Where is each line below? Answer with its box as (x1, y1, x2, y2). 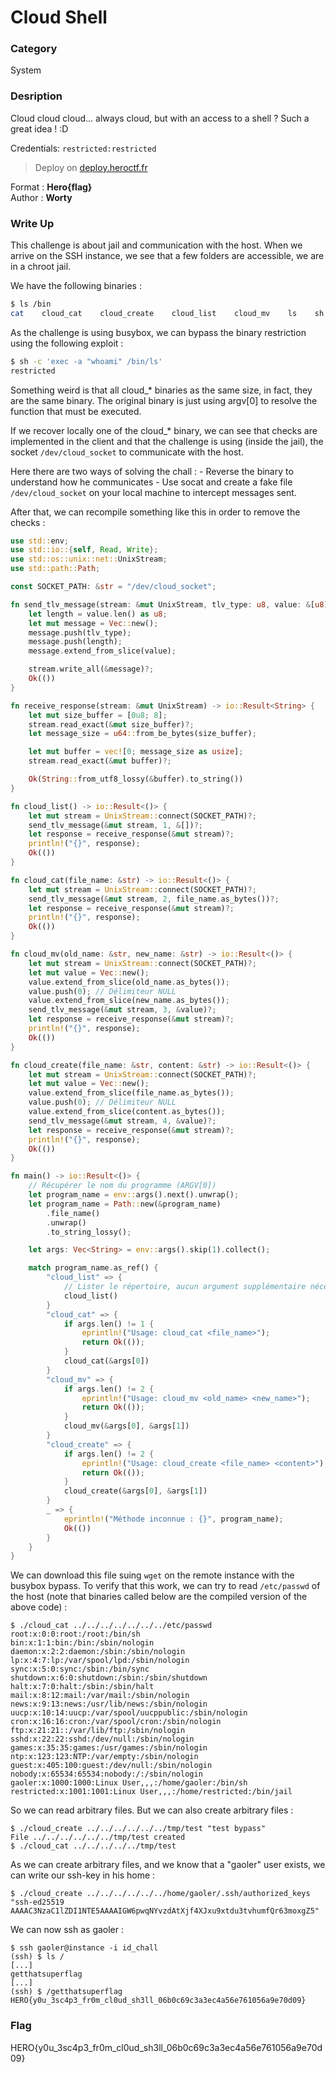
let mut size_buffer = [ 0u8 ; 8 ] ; (28, 710, 168, 720)
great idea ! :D (10, 122, 69, 135)
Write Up (10, 216, 55, 230)
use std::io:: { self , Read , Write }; (10, 545, 159, 555)
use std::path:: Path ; (10, 564, 101, 574)
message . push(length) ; (28, 637, 123, 647)
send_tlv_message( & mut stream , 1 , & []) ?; (28, 820, 203, 830)
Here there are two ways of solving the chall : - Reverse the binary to (10, 465, 294, 477)
